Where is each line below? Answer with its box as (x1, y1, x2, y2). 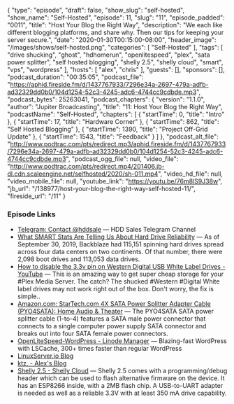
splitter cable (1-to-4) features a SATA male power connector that (17, 314, 206, 323)
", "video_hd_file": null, (158, 169, 224, 178)
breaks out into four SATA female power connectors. (17, 329, 169, 338)
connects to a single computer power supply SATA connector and (17, 322, 207, 330)
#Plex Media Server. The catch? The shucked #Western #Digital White (17, 277, 220, 286)
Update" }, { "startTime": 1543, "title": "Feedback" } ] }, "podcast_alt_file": (7, 132, 219, 141)
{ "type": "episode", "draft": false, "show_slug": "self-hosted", (7, 6, 185, 14)
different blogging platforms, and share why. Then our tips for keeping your (7, 28, 224, 36)
